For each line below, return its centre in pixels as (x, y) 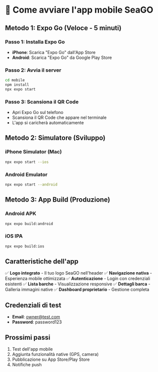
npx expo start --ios (27, 162)
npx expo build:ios (25, 246)
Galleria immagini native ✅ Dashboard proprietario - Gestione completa (77, 290)
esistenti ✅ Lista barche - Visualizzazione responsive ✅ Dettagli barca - (78, 284)
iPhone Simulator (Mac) (34, 152)
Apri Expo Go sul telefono (38, 112)
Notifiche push (27, 364)
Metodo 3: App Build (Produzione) (58, 200)
